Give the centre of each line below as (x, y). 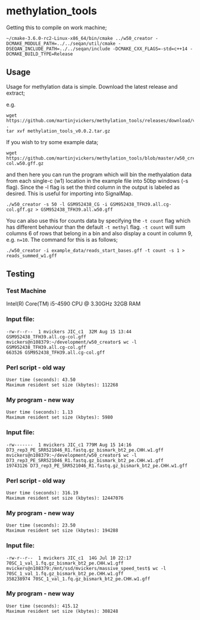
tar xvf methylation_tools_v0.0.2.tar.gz (58, 131)
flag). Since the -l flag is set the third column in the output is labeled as (93, 187)
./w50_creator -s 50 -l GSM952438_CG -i (57, 204)
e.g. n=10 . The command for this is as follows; (62, 239)
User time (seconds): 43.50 (41, 380)
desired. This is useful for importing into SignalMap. (69, 193)
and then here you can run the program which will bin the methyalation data (99, 175)
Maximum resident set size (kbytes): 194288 (62, 531)
